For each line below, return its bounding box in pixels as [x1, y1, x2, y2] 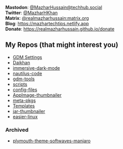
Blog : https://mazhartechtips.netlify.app [5, 20, 89, 26]
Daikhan [12, 59, 31, 66]
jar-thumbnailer [12, 108, 45, 114]
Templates [12, 103, 35, 109]
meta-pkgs [12, 97, 36, 103]
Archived [5, 126, 29, 133]
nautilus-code [12, 70, 42, 76]
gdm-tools [12, 76, 35, 82]
